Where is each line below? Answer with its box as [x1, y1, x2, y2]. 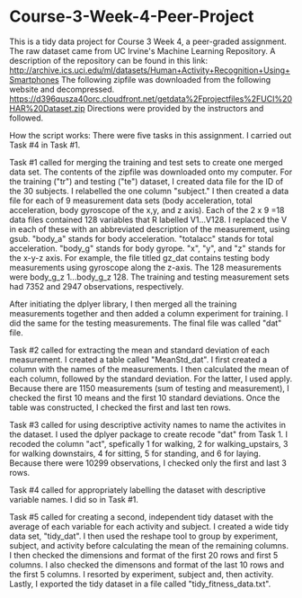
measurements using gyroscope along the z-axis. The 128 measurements [9, 262, 281, 272]
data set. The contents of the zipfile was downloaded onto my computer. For [9, 166, 293, 177]
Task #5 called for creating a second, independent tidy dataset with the [9, 511, 274, 522]
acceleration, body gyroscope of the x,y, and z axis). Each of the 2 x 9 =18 [9, 204, 285, 215]
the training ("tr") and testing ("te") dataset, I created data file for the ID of [9, 175, 284, 186]
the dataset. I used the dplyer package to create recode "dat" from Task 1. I [9, 429, 289, 440]
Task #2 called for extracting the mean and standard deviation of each [9, 344, 270, 355]
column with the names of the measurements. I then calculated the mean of [9, 363, 289, 374]
